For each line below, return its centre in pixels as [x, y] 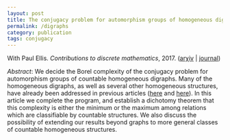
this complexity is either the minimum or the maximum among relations [107, 108]
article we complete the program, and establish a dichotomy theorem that [111, 100]
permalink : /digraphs [38, 26]
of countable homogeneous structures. [62, 130]
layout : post [26, 13]
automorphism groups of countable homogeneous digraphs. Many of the [110, 79]
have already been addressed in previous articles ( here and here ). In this [110, 94]
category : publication [39, 32]
